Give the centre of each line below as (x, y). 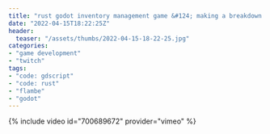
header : (21, 31)
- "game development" (45, 53)
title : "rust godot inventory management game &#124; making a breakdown (135, 16)
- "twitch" (27, 61)
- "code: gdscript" (41, 76)
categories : (28, 46)
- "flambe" (27, 91)
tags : (17, 69)
